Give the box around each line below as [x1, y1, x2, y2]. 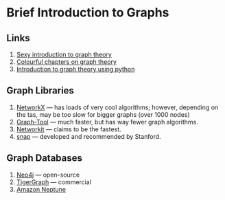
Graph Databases [6, 153, 83, 164]
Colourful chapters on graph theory [16, 58, 117, 66]
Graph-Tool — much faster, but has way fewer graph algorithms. [16, 118, 198, 126]
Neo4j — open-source [16, 170, 80, 179]
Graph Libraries [6, 85, 75, 97]
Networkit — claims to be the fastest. [16, 125, 121, 133]
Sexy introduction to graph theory [16, 50, 113, 58]
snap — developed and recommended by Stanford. [16, 132, 162, 140]
